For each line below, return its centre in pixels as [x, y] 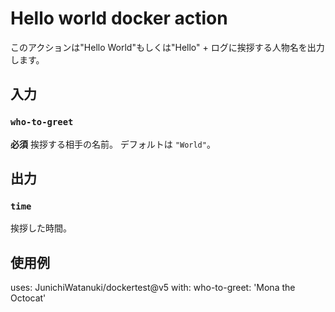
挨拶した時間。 [41, 228]
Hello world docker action [119, 18]
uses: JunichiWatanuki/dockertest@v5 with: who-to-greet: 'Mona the [153, 288]
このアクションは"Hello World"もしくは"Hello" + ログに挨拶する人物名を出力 [167, 47]
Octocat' [28, 298]
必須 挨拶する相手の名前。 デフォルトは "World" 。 [113, 144]
